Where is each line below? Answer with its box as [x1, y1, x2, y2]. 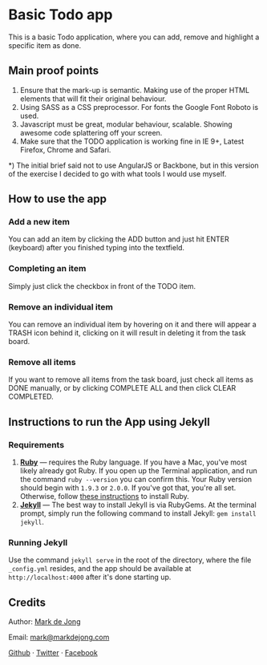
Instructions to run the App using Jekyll [8, 415, 210, 428]
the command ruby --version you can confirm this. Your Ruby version [19, 475, 253, 485]
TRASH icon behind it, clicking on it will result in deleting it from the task [8, 328, 246, 338]
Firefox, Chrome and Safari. [19, 144, 111, 154]
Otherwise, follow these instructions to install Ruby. [19, 492, 190, 501]
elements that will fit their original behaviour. [19, 94, 167, 103]
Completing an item [8, 263, 87, 274]
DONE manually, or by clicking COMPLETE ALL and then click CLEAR [8, 383, 237, 393]
